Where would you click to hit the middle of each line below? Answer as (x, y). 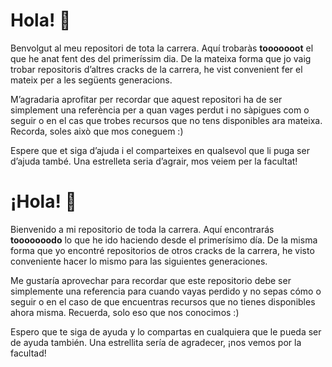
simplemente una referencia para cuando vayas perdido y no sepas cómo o (166, 291)
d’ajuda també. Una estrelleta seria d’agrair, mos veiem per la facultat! (154, 161)
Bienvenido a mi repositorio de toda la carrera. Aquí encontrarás (142, 229)
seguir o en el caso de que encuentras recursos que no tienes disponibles (163, 301)
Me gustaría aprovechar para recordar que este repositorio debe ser (151, 280)
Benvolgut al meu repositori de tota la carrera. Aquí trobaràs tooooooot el (162, 48)
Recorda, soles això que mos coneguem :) (97, 131)
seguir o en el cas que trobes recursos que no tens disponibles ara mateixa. (166, 120)
